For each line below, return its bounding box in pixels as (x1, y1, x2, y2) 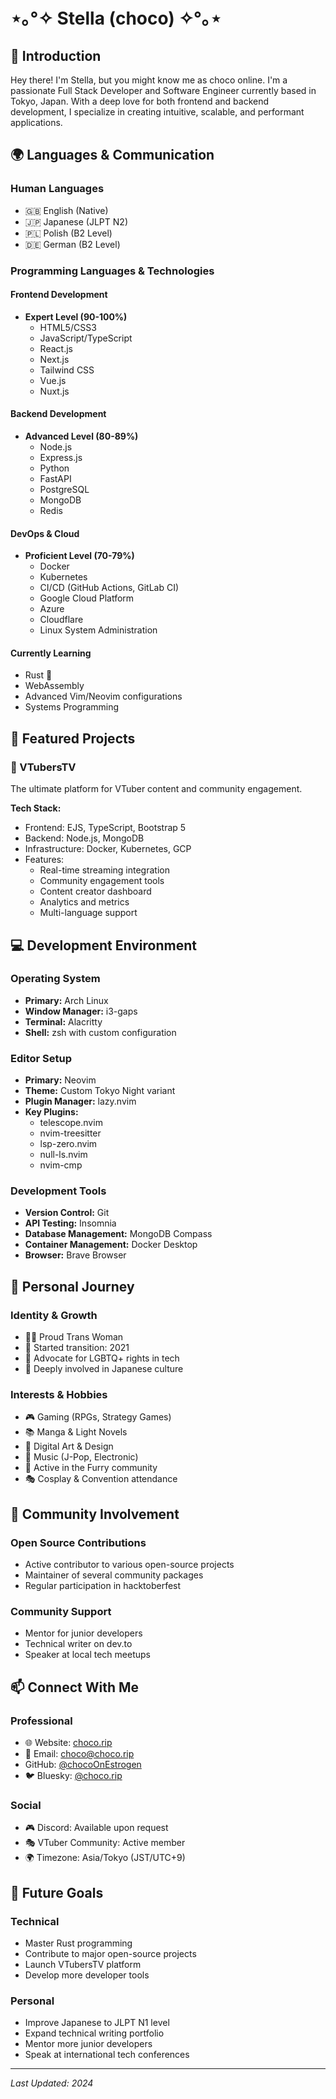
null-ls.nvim (39, 1149, 88, 1161)
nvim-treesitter (39, 1127, 102, 1139)
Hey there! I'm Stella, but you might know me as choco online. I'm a (10, 74, 288, 86)
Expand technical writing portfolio (24, 2027, 165, 2039)
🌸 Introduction (10, 47, 102, 64)
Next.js (39, 353, 70, 365)
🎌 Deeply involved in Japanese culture (24, 1363, 184, 1375)
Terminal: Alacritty (24, 1015, 103, 1028)
